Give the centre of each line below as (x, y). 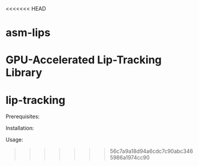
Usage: (14, 140)
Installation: (20, 128)
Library (24, 73)
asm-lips (28, 33)
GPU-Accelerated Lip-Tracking (84, 60)
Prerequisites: (23, 116)
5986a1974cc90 (130, 158)
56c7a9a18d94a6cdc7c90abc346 (151, 151)
